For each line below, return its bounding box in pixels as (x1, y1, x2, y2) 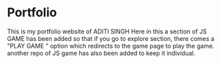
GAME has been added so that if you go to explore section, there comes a (7, 34, 215, 42)
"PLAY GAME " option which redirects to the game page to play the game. (7, 42, 215, 50)
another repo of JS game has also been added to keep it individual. (7, 49, 196, 57)
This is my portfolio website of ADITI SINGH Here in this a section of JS (7, 27, 207, 35)
